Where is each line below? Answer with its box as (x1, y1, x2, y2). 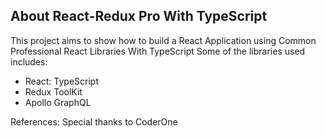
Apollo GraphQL (24, 96, 92, 108)
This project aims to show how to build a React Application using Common (10, 34, 317, 46)
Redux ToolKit (24, 85, 83, 98)
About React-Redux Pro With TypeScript (10, 8, 268, 25)
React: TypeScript (24, 75, 100, 87)
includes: (10, 55, 48, 68)
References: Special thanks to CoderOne (10, 115, 178, 128)
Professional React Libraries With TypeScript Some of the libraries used (10, 45, 306, 57)
